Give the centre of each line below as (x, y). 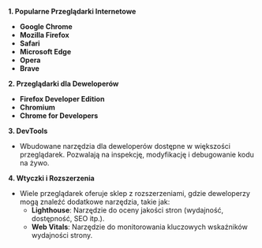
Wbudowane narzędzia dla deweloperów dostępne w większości (125, 146)
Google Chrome (46, 26)
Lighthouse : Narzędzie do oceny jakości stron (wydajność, (127, 210)
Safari (30, 43)
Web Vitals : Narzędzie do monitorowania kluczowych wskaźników (140, 227)
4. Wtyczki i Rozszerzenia (51, 178)
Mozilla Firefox (44, 35)
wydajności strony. (62, 235)
